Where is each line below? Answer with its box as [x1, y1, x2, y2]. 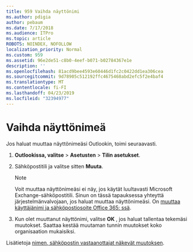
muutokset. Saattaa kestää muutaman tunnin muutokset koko [14, 222, 162, 229]
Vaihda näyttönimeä [6, 120, 106, 134]
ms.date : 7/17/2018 [6, 25, 54, 31]
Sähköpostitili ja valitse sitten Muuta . [14, 163, 104, 170]
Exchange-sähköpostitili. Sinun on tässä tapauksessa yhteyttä [14, 191, 164, 199]
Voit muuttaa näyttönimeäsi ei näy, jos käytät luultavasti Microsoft [14, 185, 173, 192]
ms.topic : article [6, 36, 51, 42]
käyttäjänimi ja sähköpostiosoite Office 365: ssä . [14, 204, 132, 211]
